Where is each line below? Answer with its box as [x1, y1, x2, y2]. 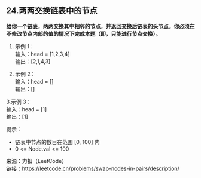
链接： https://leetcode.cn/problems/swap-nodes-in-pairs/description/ [6, 165, 179, 172]
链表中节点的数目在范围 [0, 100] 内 [14, 138, 100, 145]
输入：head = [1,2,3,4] [14, 50, 70, 57]
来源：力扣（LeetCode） [6, 157, 68, 164]
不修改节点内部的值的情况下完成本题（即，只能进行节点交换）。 [6, 30, 161, 37]
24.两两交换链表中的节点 [6, 5, 98, 16]
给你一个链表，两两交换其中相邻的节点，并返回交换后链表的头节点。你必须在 [6, 23, 195, 30]
